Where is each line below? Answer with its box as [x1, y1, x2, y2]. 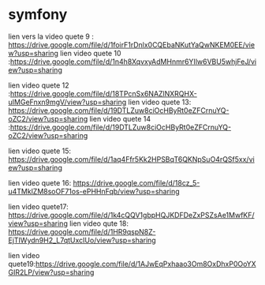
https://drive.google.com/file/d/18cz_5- [73, 178, 200, 187]
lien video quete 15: [8, 146, 72, 156]
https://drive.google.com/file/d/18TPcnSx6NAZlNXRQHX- [10, 88, 197, 98]
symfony [8, 6, 68, 24]
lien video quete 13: [128, 97, 192, 107]
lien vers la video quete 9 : [8, 32, 95, 41]
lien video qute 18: [69, 219, 129, 228]
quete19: [8, 259, 36, 268]
